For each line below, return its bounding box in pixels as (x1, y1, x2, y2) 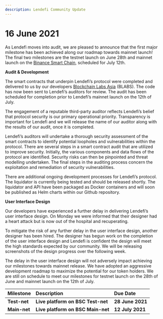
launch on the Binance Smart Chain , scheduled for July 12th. (5, 59, 126, 66)
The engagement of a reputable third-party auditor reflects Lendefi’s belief (5, 108, 154, 114)
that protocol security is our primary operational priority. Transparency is (5, 114, 150, 119)
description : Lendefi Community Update (5, 7, 86, 12)
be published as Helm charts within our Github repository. (5, 189, 120, 195)
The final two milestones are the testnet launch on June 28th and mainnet (5, 54, 153, 60)
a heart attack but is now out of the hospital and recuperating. (5, 218, 129, 224)
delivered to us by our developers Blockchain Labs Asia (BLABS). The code (5, 84, 155, 89)
